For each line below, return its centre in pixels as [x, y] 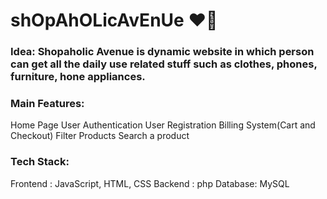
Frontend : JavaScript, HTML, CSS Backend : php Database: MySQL [150, 183]
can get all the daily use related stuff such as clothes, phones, [164, 64]
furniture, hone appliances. [78, 77]
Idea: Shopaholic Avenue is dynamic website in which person [162, 52]
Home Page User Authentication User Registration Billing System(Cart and [163, 125]
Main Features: [47, 104]
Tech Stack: [40, 162]
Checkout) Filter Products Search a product [100, 136]
